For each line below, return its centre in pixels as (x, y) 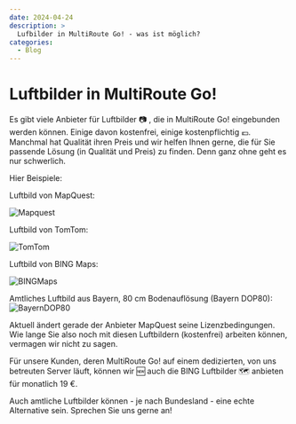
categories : (31, 42)
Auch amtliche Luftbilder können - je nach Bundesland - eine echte (132, 401)
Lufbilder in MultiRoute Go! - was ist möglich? (109, 34)
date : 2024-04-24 (41, 17)
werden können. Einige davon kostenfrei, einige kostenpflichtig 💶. (130, 132)
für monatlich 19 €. (44, 384)
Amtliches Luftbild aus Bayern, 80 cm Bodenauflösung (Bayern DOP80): (141, 299)
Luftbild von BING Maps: (54, 264)
